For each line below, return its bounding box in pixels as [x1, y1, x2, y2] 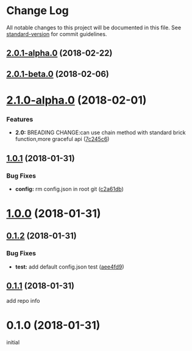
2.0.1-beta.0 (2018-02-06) [6, 68, 110, 79]
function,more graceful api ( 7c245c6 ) [15, 136, 110, 143]
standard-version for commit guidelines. [6, 30, 107, 37]
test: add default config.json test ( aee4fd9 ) [15, 263, 124, 270]
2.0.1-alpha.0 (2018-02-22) [6, 48, 113, 59]
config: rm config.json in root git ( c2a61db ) [15, 185, 124, 192]
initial [6, 338, 20, 346]
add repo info [6, 297, 40, 304]
